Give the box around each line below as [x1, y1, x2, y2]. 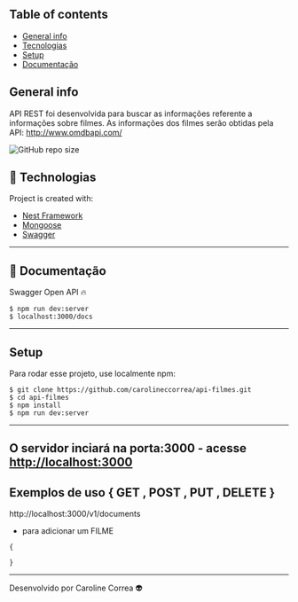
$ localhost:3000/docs [9, 312, 93, 322]
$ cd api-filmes [9, 394, 69, 403]
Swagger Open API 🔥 [9, 287, 87, 298]
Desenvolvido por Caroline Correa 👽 [9, 582, 144, 593]
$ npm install [9, 401, 62, 410]
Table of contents [9, 7, 108, 22]
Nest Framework [21, 210, 83, 221]
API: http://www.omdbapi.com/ [9, 127, 122, 137]
